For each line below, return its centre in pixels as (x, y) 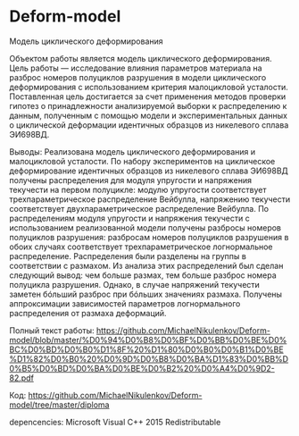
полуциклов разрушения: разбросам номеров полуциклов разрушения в (149, 237)
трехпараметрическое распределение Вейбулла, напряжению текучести (150, 199)
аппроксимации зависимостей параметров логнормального (125, 303)
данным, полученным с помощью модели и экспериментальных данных (149, 115)
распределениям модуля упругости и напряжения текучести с (129, 218)
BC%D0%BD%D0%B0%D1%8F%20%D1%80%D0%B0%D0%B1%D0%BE (146, 349)
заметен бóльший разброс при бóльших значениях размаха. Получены (146, 294)
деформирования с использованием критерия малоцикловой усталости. (149, 87)
